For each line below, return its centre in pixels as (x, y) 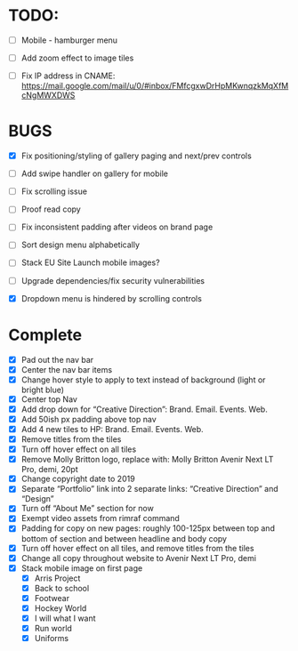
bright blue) (42, 390)
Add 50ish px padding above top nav (89, 419)
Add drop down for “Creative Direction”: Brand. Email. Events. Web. (144, 409)
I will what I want (65, 618)
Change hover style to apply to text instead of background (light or (143, 380)
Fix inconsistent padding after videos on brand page (117, 227)
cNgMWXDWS (48, 95)
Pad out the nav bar (57, 359)
